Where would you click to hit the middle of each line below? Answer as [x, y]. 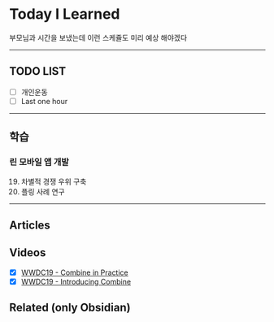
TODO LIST [38, 71]
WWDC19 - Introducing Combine [76, 281]
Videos [28, 253]
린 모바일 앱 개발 [39, 162]
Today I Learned [65, 14]
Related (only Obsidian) [70, 308]
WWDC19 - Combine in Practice [74, 272]
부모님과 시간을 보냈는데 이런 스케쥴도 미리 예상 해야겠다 [98, 37]
